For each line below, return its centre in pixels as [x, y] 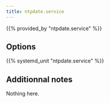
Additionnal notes [39, 79]
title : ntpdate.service [35, 11]
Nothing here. [23, 94]
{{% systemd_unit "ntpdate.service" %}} [55, 61]
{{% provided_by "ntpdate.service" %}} [54, 28]
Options [21, 47]
